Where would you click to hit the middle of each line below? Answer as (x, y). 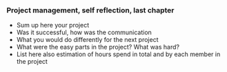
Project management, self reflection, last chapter (90, 10)
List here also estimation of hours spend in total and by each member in (118, 54)
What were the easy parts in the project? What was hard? (98, 47)
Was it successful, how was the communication (84, 32)
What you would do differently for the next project (88, 40)
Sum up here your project (53, 25)
